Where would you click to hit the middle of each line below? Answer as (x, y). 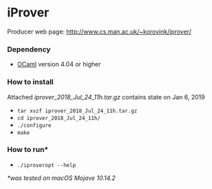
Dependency (29, 49)
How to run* (28, 150)
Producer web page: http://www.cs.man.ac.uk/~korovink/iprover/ (99, 32)
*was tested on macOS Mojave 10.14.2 (61, 178)
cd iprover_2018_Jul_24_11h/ (59, 118)
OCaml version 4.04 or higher (59, 64)
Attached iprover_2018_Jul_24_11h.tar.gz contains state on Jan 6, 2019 (106, 97)
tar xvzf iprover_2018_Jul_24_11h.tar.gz (77, 111)
